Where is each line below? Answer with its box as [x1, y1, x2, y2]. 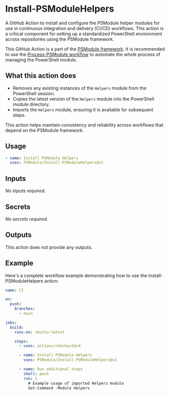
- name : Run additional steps [18, 367, 83, 372]
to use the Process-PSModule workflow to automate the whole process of [5, 51, 160, 57]
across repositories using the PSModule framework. [5, 36, 115, 42]
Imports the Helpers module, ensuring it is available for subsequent [12, 106, 154, 112]
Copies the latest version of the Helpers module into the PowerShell [12, 96, 154, 102]
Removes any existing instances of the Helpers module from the [12, 85, 147, 91]
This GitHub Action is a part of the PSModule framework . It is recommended [5, 46, 165, 52]
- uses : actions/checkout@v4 [18, 344, 81, 349]
